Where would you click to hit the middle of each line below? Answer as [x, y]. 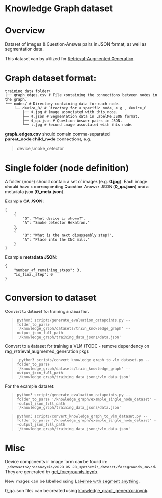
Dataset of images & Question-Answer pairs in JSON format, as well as [76, 44]
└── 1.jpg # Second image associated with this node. [78, 125]
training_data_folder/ [28, 91]
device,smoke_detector [40, 149]
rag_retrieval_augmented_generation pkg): [47, 351]
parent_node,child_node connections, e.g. [48, 139]
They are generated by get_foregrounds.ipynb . [52, 472]
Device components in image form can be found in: [56, 461]
